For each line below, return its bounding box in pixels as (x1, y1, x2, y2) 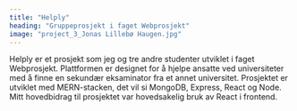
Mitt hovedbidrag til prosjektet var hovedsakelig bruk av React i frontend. (9, 91, 278, 102)
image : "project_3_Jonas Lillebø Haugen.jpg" (9, 29, 182, 38)
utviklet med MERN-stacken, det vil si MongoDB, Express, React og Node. (9, 82, 282, 93)
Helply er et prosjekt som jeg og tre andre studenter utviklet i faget (9, 54, 255, 65)
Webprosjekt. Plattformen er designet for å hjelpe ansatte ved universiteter (9, 63, 284, 74)
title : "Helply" (9, 12, 70, 22)
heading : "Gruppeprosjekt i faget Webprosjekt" (9, 21, 191, 30)
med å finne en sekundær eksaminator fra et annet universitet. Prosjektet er (9, 73, 289, 83)
